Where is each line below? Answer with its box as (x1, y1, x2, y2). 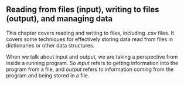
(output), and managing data (6, 14, 113, 24)
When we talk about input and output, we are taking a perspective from (6, 53, 178, 60)
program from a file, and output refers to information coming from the (6, 66, 174, 73)
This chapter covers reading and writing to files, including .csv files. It (6, 29, 175, 36)
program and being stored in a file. (6, 72, 90, 79)
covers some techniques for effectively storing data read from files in (6, 35, 173, 43)
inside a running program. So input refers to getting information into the (6, 59, 179, 66)
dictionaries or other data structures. (6, 42, 95, 49)
